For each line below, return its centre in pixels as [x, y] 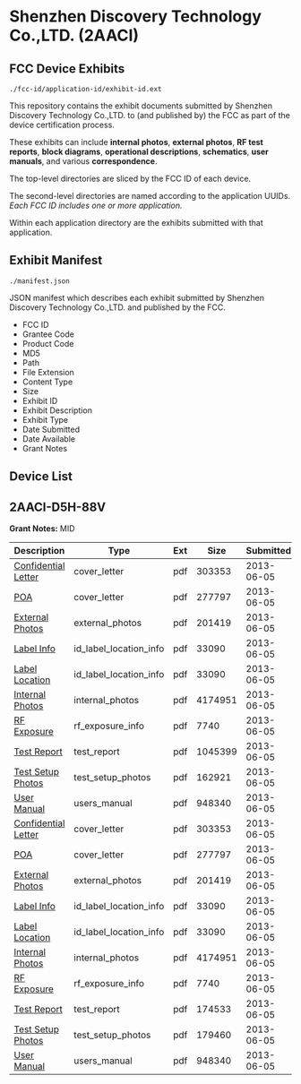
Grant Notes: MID [42, 529]
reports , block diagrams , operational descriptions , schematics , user [139, 151]
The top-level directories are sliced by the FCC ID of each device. [130, 178]
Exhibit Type [45, 419]
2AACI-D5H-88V [58, 507]
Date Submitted [51, 429]
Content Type [47, 382]
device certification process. [62, 125]
